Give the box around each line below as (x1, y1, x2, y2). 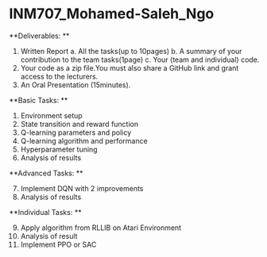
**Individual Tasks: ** (9, 207, 82, 217)
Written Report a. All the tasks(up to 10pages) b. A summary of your (20, 46, 242, 56)
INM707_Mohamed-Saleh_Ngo (9, 5, 215, 23)
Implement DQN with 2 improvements (20, 183, 144, 193)
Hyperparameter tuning (20, 144, 98, 154)
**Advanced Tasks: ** (9, 168, 83, 178)
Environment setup (20, 110, 83, 120)
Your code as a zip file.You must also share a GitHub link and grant (20, 63, 239, 72)
